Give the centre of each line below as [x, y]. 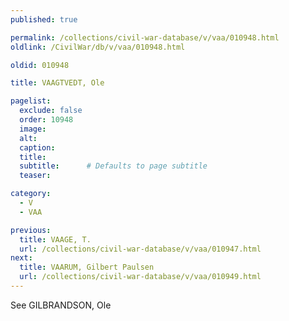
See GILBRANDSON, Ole [61, 305]
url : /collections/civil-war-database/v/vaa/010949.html [140, 277]
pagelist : [31, 101]
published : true [44, 19]
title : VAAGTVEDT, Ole [57, 83]
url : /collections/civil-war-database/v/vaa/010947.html [140, 249]
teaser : [35, 176]
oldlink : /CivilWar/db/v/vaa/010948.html [98, 47]
